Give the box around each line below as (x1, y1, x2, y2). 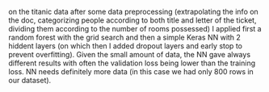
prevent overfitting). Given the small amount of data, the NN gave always (8, 50, 251, 59)
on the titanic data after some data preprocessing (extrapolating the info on (8, 7, 258, 16)
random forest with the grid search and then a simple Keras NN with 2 (8, 32, 241, 42)
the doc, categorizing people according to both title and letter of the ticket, (8, 15, 257, 25)
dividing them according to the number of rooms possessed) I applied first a (8, 24, 262, 33)
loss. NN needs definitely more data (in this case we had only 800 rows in (8, 67, 254, 76)
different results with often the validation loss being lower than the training (8, 58, 256, 68)
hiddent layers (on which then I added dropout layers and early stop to (8, 41, 242, 51)
